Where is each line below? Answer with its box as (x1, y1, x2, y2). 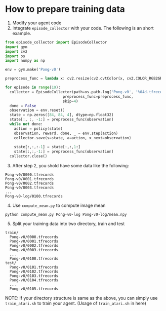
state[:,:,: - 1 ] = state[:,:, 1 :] (14, 145, 81, 150)
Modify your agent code (12, 20, 62, 26)
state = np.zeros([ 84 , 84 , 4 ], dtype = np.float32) (9, 113, 114, 117)
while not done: (9, 122, 43, 127)
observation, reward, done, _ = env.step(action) (14, 131, 119, 136)
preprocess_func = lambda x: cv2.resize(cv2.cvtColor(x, (5, 76, 125, 81)
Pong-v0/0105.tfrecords (9, 286, 58, 292)
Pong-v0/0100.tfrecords (9, 256, 58, 261)
